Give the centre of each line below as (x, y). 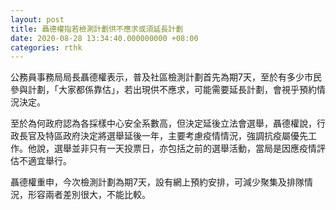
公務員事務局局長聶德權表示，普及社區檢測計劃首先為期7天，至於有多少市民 (166, 77)
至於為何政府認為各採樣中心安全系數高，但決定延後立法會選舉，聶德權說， (163, 123)
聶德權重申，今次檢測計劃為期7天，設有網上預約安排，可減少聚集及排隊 (157, 182)
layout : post (37, 19)
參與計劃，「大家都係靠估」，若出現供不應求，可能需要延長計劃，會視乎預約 (163, 90)
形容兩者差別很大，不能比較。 (89, 195)
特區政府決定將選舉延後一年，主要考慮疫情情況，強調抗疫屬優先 (176, 136)
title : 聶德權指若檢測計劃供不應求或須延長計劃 (97, 29)
